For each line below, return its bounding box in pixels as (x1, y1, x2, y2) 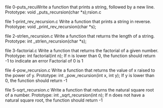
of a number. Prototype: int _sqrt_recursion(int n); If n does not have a (5, 92, 145, 98)
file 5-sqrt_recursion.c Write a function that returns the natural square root (5, 87, 154, 93)
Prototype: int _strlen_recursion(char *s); (5, 38, 87, 44)
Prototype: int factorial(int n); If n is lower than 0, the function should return (5, 53, 156, 59)
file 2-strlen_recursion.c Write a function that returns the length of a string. (5, 33, 155, 39)
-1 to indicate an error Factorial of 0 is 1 (5, 58, 84, 63)
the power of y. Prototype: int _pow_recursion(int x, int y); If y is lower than (5, 73, 155, 78)
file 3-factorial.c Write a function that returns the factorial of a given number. (5, 48, 159, 53)
